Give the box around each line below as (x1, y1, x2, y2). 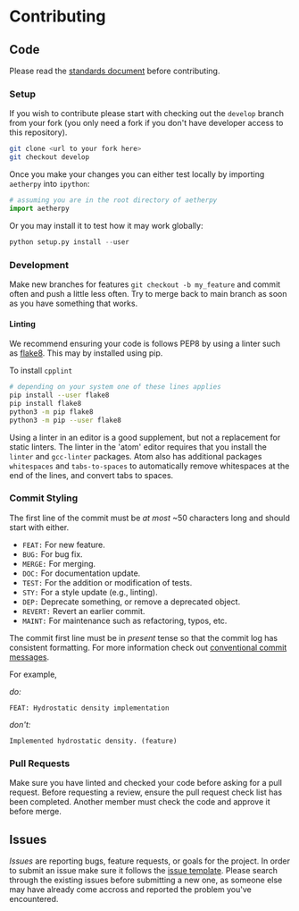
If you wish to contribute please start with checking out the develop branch (9, 108, 284, 119)
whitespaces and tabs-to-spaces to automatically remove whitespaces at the (9, 460, 290, 471)
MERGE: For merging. (21, 558, 96, 569)
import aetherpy (9, 204, 70, 213)
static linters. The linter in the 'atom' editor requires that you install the (9, 441, 268, 452)
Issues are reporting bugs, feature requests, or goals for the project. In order (9, 856, 290, 866)
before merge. (9, 806, 62, 817)
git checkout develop (9, 153, 90, 162)
